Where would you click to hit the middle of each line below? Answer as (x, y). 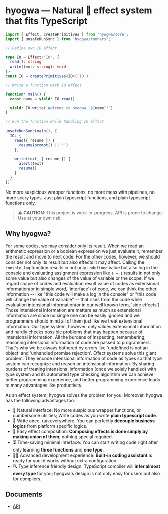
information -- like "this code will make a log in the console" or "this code (81, 294)
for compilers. (27, 479)
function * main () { (26, 94)
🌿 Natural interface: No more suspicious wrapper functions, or (77, 410)
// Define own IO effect (31, 48)
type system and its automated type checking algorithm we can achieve (79, 374)
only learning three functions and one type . (58, 449)
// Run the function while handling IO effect (55, 122)
